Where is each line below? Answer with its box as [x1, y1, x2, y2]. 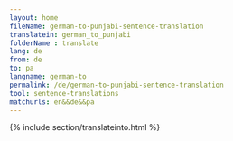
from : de [9, 55, 42, 64]
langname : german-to [9, 72, 88, 81]
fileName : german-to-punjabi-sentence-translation [9, 22, 204, 31]
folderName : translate [9, 38, 99, 48]
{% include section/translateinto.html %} [9, 122, 161, 133]
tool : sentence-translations [9, 89, 119, 98]
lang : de [9, 47, 42, 56]
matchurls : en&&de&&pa [9, 97, 95, 107]
